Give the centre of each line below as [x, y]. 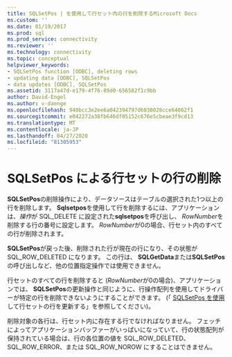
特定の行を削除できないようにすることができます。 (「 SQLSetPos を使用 [122, 297]
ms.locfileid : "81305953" [44, 143]
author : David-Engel [37, 98]
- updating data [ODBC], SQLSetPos [59, 78]
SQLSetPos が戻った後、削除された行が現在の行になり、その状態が [102, 248]
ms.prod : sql [26, 33]
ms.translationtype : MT [42, 123]
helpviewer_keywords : [38, 65]
